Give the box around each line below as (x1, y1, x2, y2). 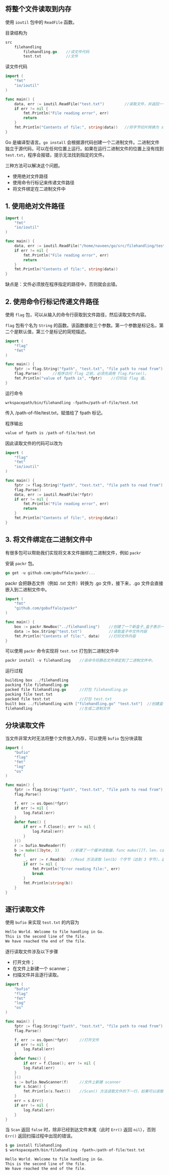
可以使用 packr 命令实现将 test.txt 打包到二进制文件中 (5, 648, 119, 654)
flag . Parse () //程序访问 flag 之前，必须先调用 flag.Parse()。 (14, 371, 149, 376)
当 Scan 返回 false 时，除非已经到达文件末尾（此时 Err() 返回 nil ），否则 (5, 1127, 156, 1133)
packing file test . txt (5, 691, 53, 697)
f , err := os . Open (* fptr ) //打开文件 (14, 1037, 100, 1043)
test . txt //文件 (23, 54, 78, 59)
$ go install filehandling (5, 1143, 62, 1148)
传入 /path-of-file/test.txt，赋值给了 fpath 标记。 (5, 410, 106, 416)
